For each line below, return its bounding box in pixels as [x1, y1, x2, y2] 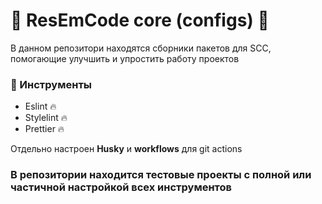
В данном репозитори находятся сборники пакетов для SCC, [10, 42, 272, 54]
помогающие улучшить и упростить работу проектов [10, 52, 240, 64]
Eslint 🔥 [24, 100, 57, 113]
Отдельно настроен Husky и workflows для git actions [10, 143, 243, 155]
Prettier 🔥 [24, 123, 65, 135]
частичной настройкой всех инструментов [10, 180, 232, 194]
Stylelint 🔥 [24, 112, 68, 124]
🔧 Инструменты [10, 77, 93, 91]
